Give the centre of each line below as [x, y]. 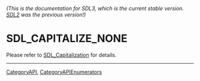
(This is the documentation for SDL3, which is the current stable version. [95, 8]
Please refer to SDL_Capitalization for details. [62, 55]
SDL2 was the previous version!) [46, 14]
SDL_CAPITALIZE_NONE [67, 38]
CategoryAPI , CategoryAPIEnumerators [54, 72]
